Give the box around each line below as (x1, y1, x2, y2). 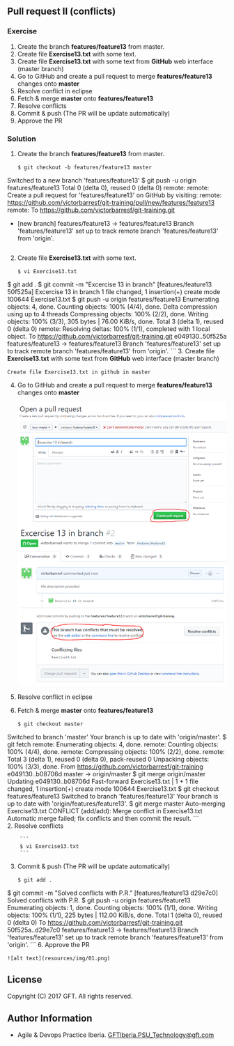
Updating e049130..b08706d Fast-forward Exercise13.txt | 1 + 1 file (7, 777, 198, 785)
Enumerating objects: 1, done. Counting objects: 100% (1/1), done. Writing (7, 903, 218, 912)
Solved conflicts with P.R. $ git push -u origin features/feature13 (7, 895, 191, 905)
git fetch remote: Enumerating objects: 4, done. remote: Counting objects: (7, 740, 219, 748)
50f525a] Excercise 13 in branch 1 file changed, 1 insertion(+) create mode (7, 287, 221, 295)
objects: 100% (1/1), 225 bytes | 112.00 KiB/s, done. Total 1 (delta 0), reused (7, 911, 223, 919)
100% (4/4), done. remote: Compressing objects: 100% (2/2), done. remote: (7, 747, 225, 755)
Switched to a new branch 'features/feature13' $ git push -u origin (7, 176, 197, 184)
